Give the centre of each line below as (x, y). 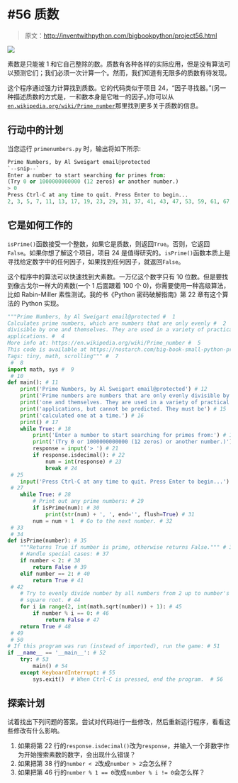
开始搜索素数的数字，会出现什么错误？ (80, 754)
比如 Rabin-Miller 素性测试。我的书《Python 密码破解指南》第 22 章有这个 (115, 294)
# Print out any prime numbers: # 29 (88, 501)
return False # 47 (72, 620)
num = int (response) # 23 (83, 462)
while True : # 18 (46, 429)
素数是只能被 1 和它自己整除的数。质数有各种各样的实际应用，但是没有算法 (116, 64)
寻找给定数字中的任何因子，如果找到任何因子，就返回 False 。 (96, 261)
